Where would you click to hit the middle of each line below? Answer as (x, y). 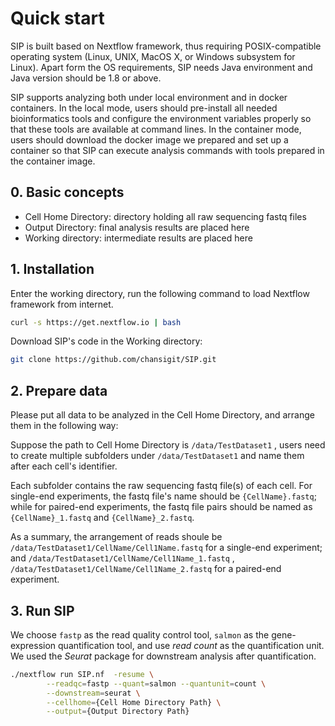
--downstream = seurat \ (93, 693)
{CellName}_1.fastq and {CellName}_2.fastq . (102, 518)
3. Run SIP (42, 610)
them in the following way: (64, 426)
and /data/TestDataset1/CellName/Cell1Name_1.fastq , (122, 558)
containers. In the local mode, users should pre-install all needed (144, 108)
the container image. (53, 161)
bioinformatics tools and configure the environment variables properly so (161, 118)
